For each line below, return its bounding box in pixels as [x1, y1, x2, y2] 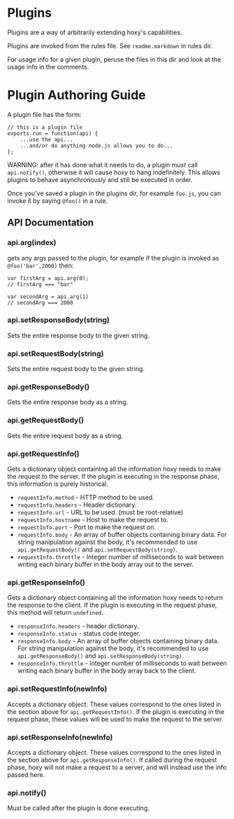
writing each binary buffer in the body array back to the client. [17, 666, 197, 675]
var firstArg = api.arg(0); [7, 274, 89, 281]
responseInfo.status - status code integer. [17, 629, 141, 638]
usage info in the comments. [7, 62, 89, 71]
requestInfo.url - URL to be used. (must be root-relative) [17, 508, 184, 517]
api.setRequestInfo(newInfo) [7, 684, 108, 694]
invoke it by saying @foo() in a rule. [7, 196, 108, 204]
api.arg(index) [7, 238, 57, 248]
